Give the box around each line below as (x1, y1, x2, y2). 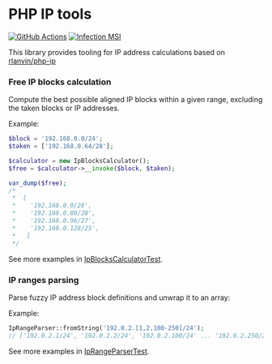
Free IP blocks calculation (8, 76, 112, 88)
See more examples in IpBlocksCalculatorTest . (8, 254, 164, 263)
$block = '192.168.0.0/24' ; (8, 135, 104, 143)
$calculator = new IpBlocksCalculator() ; (8, 156, 151, 165)
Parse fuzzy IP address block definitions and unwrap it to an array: (8, 293, 231, 302)
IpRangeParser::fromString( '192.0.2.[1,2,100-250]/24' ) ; (8, 323, 205, 332)
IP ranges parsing (8, 274, 79, 285)
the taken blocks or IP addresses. (8, 103, 120, 113)
